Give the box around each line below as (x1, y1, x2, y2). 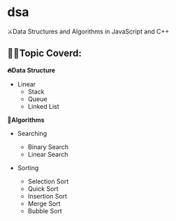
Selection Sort (27, 177, 69, 185)
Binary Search (27, 142, 69, 151)
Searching (17, 129, 47, 137)
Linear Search (27, 150, 68, 158)
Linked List (27, 102, 59, 110)
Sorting (17, 163, 39, 172)
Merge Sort (27, 199, 61, 208)
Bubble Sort (27, 206, 63, 215)
